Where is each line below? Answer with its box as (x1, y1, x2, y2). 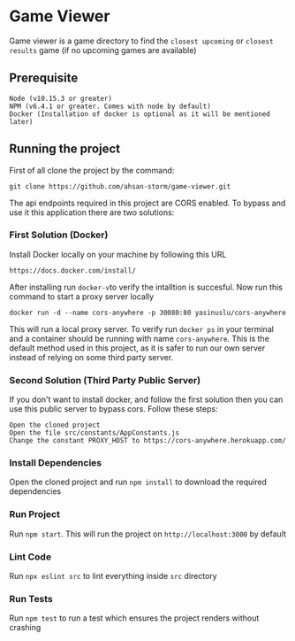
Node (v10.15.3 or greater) (9, 94, 113, 103)
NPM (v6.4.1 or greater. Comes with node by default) (9, 102, 212, 111)
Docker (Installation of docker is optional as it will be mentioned (9, 109, 271, 119)
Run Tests (9, 592, 53, 605)
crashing (9, 622, 42, 633)
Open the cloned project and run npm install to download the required (9, 476, 268, 488)
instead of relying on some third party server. (9, 351, 174, 362)
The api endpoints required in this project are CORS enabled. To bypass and (9, 197, 286, 208)
